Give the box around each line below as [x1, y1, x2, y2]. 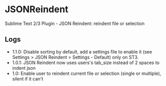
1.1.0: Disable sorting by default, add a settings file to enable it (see [12, 48, 152, 54]
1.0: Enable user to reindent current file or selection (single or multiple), [12, 70, 161, 76]
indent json [12, 65, 36, 71]
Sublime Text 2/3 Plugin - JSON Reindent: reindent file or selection [5, 20, 145, 26]
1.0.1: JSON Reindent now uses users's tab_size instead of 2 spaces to [12, 60, 160, 66]
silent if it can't [12, 75, 44, 82]
